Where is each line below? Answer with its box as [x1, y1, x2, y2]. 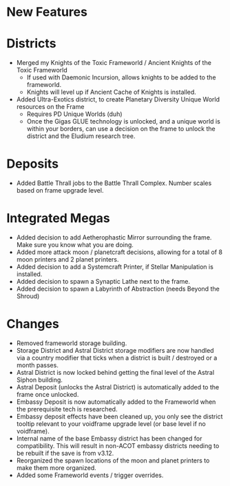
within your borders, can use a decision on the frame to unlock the [26, 125, 216, 133]
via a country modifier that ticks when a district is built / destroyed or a [16, 353, 218, 362]
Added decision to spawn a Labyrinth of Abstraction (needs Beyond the [16, 284, 220, 293]
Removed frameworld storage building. [16, 339, 127, 347]
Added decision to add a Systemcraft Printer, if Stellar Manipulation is [16, 263, 214, 271]
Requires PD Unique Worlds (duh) [26, 110, 123, 118]
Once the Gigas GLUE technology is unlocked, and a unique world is [26, 117, 221, 126]
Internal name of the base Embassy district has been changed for [16, 434, 202, 443]
